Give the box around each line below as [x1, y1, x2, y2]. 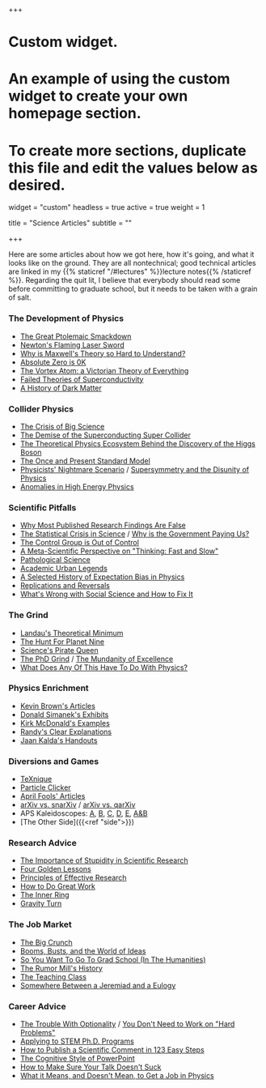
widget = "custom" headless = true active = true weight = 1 [8, 203, 205, 212]
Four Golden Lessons [19, 864, 91, 874]
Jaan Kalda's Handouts [19, 735, 98, 745]
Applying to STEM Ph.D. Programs [19, 1036, 135, 1046]
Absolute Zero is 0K [19, 357, 87, 367]
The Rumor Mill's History [19, 963, 103, 973]
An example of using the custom [8, 70, 230, 88]
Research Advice [8, 838, 77, 849]
